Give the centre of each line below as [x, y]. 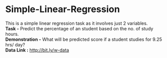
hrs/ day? [15, 44]
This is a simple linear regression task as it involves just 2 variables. [77, 23]
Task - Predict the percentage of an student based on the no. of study [79, 28]
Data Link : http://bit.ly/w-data [37, 50]
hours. [12, 34]
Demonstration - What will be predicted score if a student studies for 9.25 [84, 39]
